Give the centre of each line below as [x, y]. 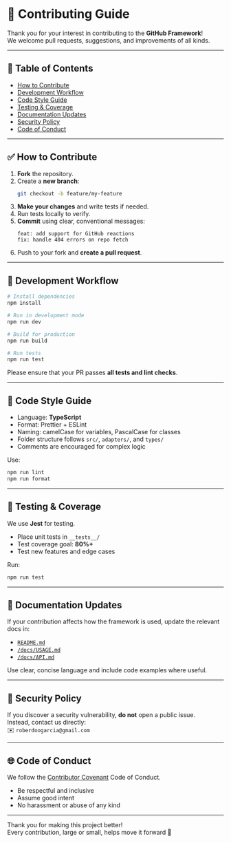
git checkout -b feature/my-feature [69, 193]
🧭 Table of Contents [50, 68]
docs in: [18, 629]
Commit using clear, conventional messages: [81, 221]
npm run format [29, 479]
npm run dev [24, 322]
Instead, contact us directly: [46, 723]
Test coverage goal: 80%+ [55, 544]
